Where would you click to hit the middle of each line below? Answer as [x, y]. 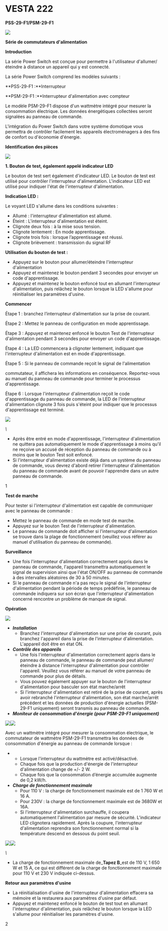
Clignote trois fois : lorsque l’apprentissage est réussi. [68, 237]
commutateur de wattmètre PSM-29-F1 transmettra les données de [74, 738]
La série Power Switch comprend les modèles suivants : [63, 77]
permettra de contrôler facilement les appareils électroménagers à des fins [82, 131]
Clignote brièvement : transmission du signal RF [62, 242]
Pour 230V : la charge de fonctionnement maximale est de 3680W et [91, 801]
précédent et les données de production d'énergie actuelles [82, 703]
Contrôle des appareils [37, 649]
